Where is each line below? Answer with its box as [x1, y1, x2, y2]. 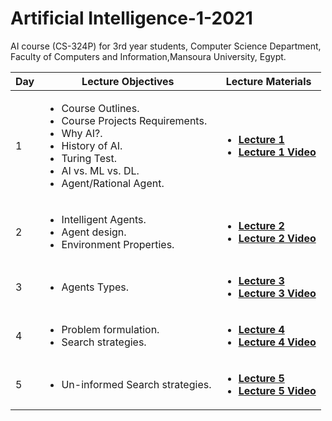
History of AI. [61, 138, 123, 152]
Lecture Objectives [81, 74, 175, 88]
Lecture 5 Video [238, 383, 317, 397]
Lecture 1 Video [238, 145, 317, 159]
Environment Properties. [61, 237, 175, 251]
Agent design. [61, 225, 127, 239]
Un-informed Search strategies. [61, 377, 212, 391]
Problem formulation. [61, 322, 160, 336]
